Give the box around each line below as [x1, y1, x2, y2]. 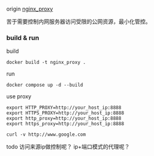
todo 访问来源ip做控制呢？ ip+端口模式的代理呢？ [6, 143, 130, 150]
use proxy [6, 93, 32, 100]
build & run [6, 33, 40, 42]
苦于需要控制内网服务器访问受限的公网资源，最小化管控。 [6, 18, 151, 25]
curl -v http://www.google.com [6, 131, 86, 138]
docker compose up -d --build [6, 82, 84, 88]
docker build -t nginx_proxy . [6, 60, 86, 66]
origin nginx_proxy [6, 6, 53, 12]
